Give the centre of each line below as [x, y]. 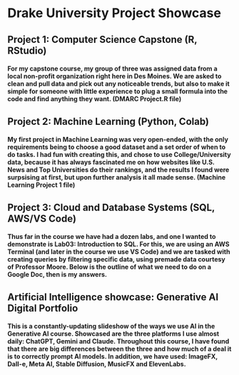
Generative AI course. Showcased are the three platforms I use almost [113, 334]
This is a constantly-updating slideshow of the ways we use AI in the [111, 327]
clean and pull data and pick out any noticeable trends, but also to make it [118, 84]
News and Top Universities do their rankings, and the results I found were [118, 170]
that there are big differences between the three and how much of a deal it [119, 349]
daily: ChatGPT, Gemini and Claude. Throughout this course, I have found [118, 341]
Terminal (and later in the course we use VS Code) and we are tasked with [119, 252]
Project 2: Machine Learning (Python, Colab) [108, 122]
